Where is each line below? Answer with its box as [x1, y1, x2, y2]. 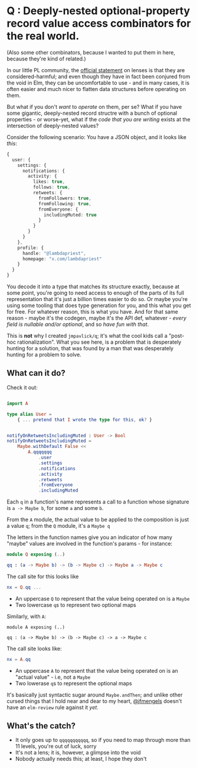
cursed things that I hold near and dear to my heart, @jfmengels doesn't [6, 697, 182, 705]
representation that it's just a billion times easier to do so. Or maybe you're [6, 296, 188, 303]
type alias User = [6, 411, 52, 417]
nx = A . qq [6, 656, 31, 662]
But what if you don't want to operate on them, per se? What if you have [6, 103, 182, 110]
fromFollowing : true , [38, 201, 92, 206]
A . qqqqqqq [28, 449, 52, 455]
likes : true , [32, 179, 65, 185]
